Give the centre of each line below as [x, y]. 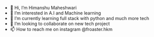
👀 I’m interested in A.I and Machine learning [55, 13]
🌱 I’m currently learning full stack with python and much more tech [80, 18]
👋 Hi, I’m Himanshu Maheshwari [43, 8]
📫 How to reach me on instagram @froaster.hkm [61, 29]
